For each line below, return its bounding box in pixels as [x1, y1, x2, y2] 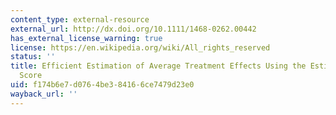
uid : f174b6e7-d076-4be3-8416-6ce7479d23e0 [10, 80, 195, 90]
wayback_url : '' [10, 89, 78, 99]
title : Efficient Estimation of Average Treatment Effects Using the [10, 61, 307, 71]
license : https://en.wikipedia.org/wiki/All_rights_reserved [10, 42, 271, 53]
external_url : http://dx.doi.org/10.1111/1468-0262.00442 [10, 24, 257, 34]
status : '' [10, 52, 56, 62]
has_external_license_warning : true [10, 33, 163, 43]
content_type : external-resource [10, 14, 150, 25]
